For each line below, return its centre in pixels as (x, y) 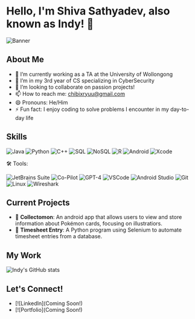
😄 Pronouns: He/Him (41, 102)
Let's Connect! (35, 289)
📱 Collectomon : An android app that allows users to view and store (98, 217)
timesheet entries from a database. (59, 236)
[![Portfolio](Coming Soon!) (49, 310)
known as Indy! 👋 (50, 24)
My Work (24, 255)
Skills (17, 137)
